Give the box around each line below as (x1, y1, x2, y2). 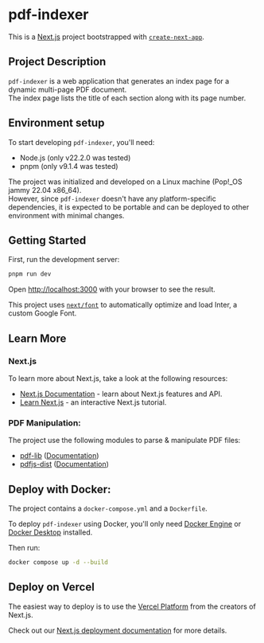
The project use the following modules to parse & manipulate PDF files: (8, 436, 241, 445)
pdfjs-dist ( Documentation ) (19, 460, 110, 469)
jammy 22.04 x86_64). (8, 185, 82, 194)
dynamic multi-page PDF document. (8, 84, 127, 94)
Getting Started (8, 233, 87, 247)
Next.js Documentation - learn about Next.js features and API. (19, 389, 223, 398)
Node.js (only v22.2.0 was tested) (19, 153, 131, 163)
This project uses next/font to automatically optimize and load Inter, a (8, 300, 238, 310)
